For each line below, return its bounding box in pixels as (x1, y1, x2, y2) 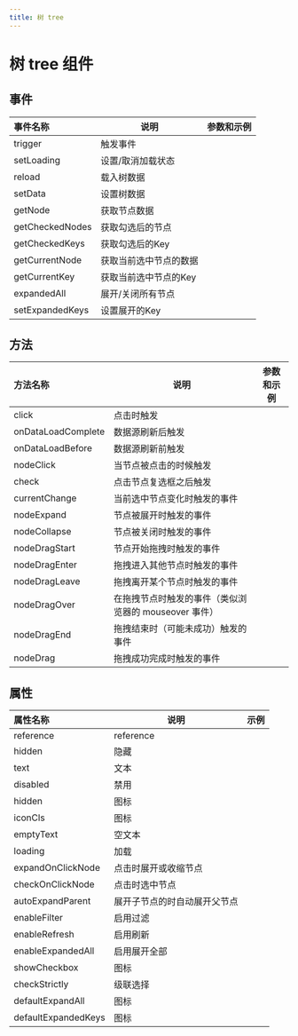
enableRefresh (13, 929, 75, 941)
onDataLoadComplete (13, 425, 106, 438)
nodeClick (13, 459, 56, 471)
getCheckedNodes (13, 220, 92, 233)
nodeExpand (13, 509, 67, 521)
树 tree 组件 (9, 54, 94, 74)
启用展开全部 (114, 945, 168, 958)
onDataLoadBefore (13, 442, 93, 455)
